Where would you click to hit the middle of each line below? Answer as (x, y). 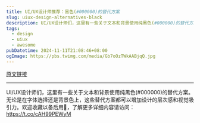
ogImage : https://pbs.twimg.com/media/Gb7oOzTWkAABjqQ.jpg (81, 56)
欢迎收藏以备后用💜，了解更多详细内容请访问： (78, 107)
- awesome (24, 45)
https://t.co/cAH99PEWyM (39, 113)
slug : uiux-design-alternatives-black (54, 17)
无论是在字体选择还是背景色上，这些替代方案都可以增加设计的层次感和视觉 (97, 100)
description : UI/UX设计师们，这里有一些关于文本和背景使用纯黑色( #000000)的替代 (98, 23)
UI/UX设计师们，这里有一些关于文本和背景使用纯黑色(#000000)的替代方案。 (100, 92)
